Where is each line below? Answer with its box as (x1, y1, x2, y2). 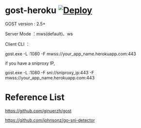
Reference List (5, 92, 64, 103)
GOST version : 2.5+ (5, 21, 46, 27)
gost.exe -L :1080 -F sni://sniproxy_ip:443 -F (5, 69, 94, 75)
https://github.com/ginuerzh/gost (5, 108, 72, 113)
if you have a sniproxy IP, (5, 60, 55, 66)
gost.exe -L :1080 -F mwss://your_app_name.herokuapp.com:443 (5, 51, 137, 57)
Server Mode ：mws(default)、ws (5, 31, 73, 36)
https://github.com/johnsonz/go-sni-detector (5, 117, 95, 123)
